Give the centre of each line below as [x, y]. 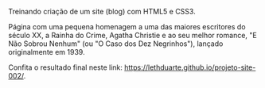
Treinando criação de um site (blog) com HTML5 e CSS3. [102, 11]
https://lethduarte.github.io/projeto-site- [190, 67]
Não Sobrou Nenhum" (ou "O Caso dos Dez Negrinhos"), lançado [116, 44]
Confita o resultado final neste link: [66, 67]
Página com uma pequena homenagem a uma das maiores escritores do [127, 27]
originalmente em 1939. [47, 52]
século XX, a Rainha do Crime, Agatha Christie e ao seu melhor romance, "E [132, 35]
